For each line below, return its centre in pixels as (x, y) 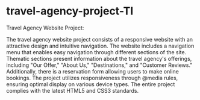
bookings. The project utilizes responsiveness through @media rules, (92, 78)
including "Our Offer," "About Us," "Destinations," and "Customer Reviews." (99, 65)
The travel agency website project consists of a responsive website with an (100, 39)
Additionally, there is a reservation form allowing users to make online (92, 71)
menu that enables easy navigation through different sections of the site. (96, 52)
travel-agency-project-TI (70, 11)
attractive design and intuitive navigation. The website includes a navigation (100, 46)
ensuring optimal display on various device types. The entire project (91, 84)
